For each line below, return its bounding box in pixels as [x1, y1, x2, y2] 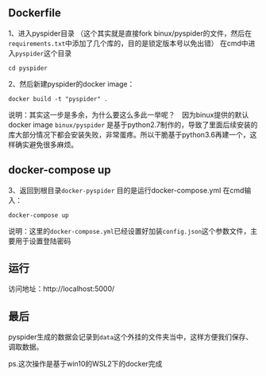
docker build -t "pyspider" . [8, 95, 109, 103]
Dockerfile [8, 6, 62, 20]
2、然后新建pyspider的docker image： [8, 79, 135, 88]
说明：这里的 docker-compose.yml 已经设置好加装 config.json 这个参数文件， [8, 226, 251, 235]
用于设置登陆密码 [14, 236, 71, 246]
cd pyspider [8, 64, 48, 72]
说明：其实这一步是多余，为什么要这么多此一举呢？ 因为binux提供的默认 [8, 110, 249, 119]
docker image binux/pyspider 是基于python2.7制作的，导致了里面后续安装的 [8, 119, 258, 130]
